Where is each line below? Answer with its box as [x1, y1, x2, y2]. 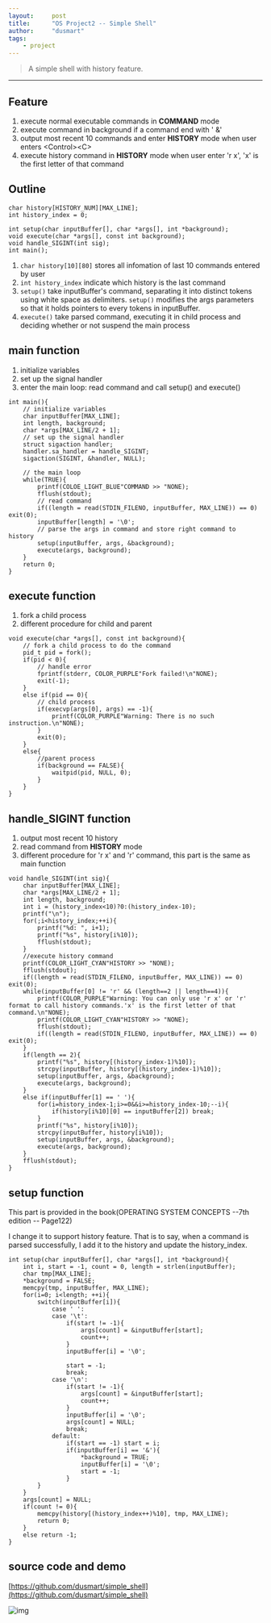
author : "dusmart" [8, 27, 85, 35]
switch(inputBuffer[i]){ [37, 1298, 121, 1306]
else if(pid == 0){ [23, 691, 89, 699]
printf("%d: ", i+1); [37, 924, 110, 932]
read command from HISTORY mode [19, 842, 143, 852]
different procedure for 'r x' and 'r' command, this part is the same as [19, 850, 251, 860]
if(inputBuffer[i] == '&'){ [65, 1446, 161, 1454]
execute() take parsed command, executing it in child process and [19, 311, 241, 321]
